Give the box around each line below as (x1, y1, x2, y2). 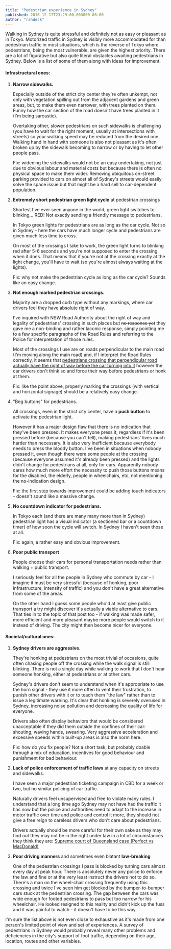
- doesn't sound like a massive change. (12, 493, 95, 499)
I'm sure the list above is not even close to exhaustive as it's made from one (5, 916, 165, 922)
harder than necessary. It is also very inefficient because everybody (12, 440, 156, 446)
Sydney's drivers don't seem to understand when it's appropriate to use (12, 681, 164, 687)
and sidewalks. (12, 770, 44, 776)
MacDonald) (12, 843, 39, 850)
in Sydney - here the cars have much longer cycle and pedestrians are (12, 227, 161, 233)
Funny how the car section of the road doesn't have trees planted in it (12, 107, 159, 113)
